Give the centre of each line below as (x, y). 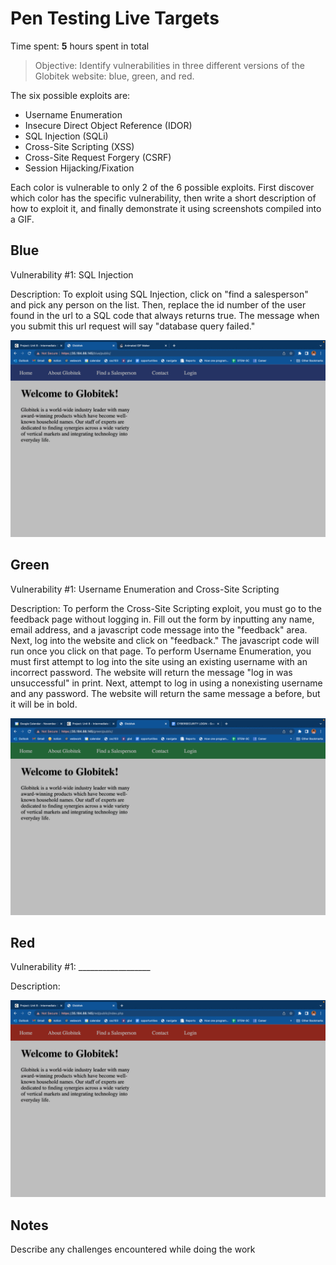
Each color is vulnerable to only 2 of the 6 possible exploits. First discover (162, 187)
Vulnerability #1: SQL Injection (72, 274)
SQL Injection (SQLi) (66, 136)
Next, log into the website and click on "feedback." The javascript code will (165, 640)
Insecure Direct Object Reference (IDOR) (108, 125)
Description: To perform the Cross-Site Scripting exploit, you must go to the (166, 608)
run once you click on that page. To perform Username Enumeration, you (161, 651)
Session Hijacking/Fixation (79, 168)
